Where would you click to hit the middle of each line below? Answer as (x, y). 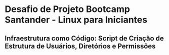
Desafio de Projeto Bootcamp (67, 9)
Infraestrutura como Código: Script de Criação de (84, 38)
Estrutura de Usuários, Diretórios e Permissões (80, 46)
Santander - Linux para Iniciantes (76, 20)
